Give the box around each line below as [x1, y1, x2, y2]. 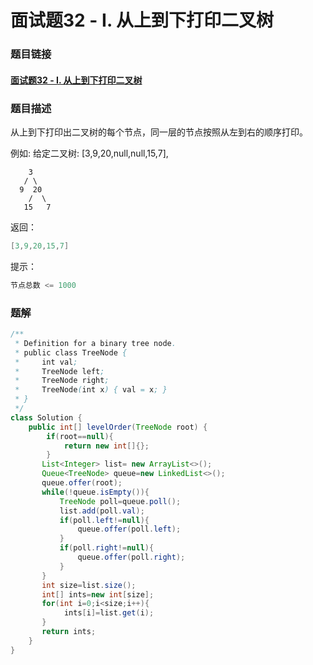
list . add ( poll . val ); [59, 506, 145, 516]
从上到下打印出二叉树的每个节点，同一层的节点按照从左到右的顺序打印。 [10, 126, 308, 138]
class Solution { [10, 412, 83, 423]
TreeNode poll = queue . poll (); [59, 496, 182, 506]
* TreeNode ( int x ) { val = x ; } [14, 385, 168, 395]
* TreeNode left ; [14, 366, 105, 376]
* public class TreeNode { [14, 347, 128, 358]
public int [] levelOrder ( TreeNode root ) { [28, 422, 208, 432]
